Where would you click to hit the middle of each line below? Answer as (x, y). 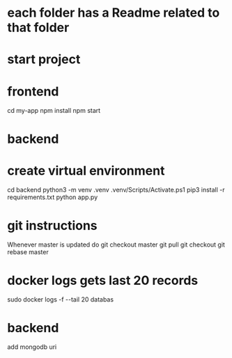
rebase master (28, 252)
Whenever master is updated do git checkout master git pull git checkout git (116, 244)
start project (44, 60)
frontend (33, 91)
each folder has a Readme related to (114, 13)
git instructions (52, 225)
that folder (38, 28)
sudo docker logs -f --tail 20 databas (60, 299)
